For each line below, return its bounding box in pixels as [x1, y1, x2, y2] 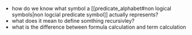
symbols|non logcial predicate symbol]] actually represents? [11, 11, 158, 18]
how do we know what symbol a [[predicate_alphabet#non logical [11, 5, 172, 12]
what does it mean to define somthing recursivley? [11, 17, 135, 24]
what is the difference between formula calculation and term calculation [11, 23, 187, 30]
